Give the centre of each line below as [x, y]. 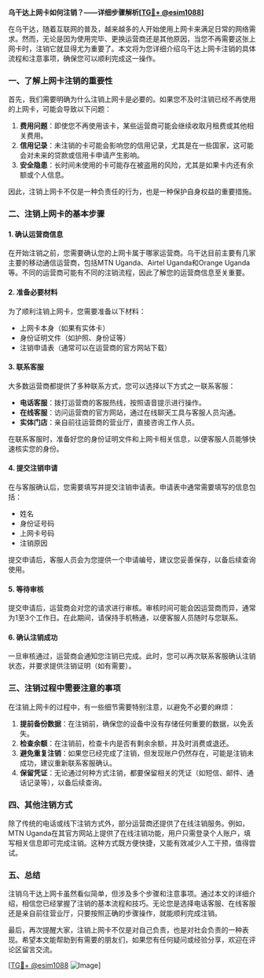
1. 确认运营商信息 [36, 234]
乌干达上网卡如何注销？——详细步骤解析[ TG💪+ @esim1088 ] [106, 12]
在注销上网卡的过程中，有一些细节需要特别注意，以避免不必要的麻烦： [122, 707]
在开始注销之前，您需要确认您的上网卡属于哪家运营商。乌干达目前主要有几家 [132, 253]
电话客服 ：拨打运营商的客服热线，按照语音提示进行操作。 [112, 402]
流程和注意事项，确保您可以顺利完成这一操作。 [84, 59]
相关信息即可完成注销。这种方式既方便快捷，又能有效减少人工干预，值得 [132, 843]
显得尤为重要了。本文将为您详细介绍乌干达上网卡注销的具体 [159, 49]
